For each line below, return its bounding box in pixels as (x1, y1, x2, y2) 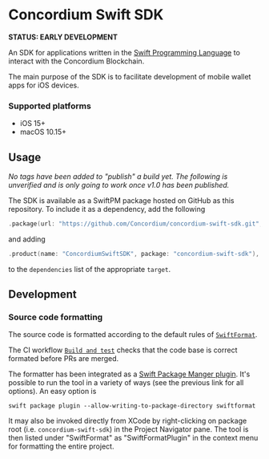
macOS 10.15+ (19, 127, 66, 137)
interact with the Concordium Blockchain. (8, 56, 145, 66)
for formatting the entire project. (8, 441, 114, 451)
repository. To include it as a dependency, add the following (8, 205, 206, 214)
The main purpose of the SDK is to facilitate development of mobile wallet (8, 71, 251, 81)
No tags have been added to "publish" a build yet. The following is (8, 172, 228, 181)
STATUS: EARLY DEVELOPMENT (8, 32, 118, 42)
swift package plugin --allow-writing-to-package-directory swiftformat (8, 402, 256, 410)
